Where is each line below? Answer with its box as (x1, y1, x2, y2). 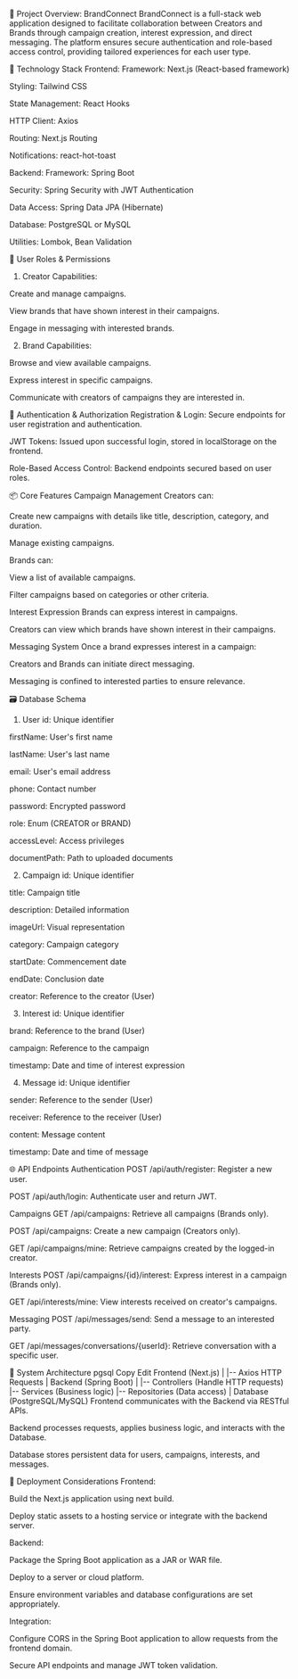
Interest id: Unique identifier (21, 1008, 125, 1019)
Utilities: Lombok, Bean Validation (9, 236, 133, 247)
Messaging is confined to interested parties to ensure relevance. (9, 676, 246, 686)
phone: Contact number (9, 783, 97, 794)
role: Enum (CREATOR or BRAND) (9, 818, 132, 829)
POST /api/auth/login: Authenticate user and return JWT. (9, 1191, 218, 1202)
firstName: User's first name (9, 732, 113, 742)
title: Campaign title (9, 888, 81, 897)
